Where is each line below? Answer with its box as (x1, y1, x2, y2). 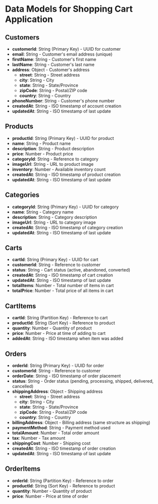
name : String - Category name (12, 209, 74, 215)
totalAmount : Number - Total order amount (12, 430, 100, 436)
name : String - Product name (12, 140, 71, 146)
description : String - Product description (12, 145, 95, 152)
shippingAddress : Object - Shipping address (12, 388, 103, 394)
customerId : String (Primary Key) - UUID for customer (12, 46, 121, 52)
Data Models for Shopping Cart (5, 3, 133, 15)
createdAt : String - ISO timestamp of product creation (12, 172, 121, 177)
